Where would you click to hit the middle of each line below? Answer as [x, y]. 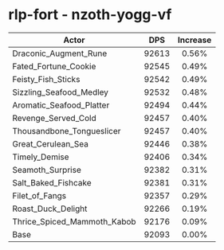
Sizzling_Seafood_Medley [61, 92]
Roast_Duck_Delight [50, 209]
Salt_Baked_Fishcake [52, 182]
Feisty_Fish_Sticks [46, 79]
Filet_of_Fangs [39, 195]
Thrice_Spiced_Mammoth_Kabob [75, 221]
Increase [195, 40]
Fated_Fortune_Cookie [54, 66]
